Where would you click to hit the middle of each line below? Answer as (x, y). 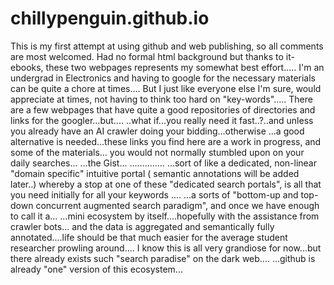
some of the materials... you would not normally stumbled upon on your (157, 152)
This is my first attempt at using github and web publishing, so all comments (167, 46)
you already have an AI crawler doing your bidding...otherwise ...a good (157, 131)
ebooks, (27, 67)
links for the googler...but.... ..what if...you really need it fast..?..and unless (162, 120)
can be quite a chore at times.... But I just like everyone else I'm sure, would (166, 88)
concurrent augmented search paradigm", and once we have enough (177, 205)
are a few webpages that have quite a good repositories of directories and (163, 109)
